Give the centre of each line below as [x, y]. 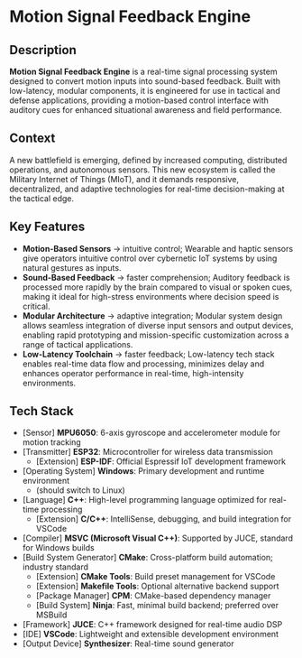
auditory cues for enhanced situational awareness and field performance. [146, 110]
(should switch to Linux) [81, 490]
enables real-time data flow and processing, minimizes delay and [143, 364]
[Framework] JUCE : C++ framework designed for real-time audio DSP [152, 625]
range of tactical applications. [78, 344]
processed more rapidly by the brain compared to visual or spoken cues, [157, 287]
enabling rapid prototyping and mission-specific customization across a [156, 335]
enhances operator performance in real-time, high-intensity [133, 373]
